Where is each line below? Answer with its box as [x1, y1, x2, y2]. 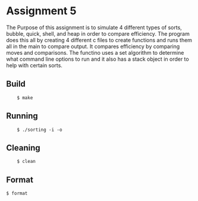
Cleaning [6, 143, 40, 153]
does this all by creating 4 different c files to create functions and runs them [6, 36, 192, 43]
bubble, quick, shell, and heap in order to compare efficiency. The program [6, 30, 190, 37]
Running [6, 111, 39, 121]
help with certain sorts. [6, 61, 62, 69]
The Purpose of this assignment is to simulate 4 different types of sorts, [6, 24, 183, 31]
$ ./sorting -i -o [17, 127, 62, 133]
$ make [17, 95, 33, 100]
